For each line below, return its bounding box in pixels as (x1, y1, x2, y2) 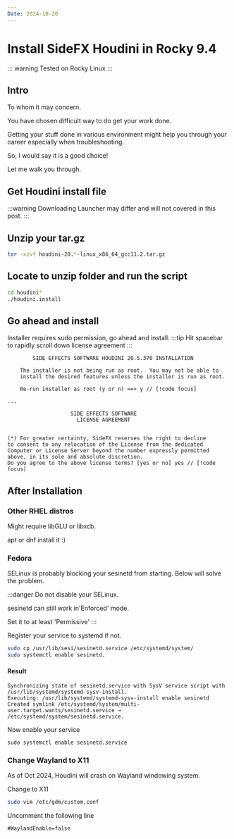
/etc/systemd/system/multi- (57, 701, 140, 708)
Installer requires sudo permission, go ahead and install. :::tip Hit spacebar (7, 334, 223, 342)
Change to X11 (7, 785, 49, 793)
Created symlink (7, 701, 55, 708)
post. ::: (7, 212, 30, 220)
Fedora (7, 553, 32, 563)
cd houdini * (7, 289, 42, 296)
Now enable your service (7, 726, 80, 734)
